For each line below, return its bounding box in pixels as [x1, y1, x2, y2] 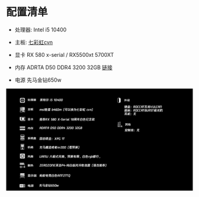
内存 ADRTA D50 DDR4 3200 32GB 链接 [14, 63, 113, 71]
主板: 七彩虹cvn [14, 38, 53, 46]
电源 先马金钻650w [14, 76, 62, 83]
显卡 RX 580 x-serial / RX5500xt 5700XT [14, 51, 114, 58]
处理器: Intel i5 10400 [14, 26, 67, 33]
